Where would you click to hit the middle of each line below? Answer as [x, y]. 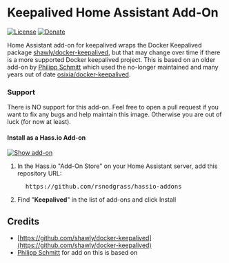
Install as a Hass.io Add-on [47, 137]
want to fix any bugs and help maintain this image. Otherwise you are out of [114, 114]
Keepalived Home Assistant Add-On [113, 13]
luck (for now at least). [39, 122]
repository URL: [39, 173]
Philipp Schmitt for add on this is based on [77, 253]
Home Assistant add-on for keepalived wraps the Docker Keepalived [104, 45]
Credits [23, 221]
